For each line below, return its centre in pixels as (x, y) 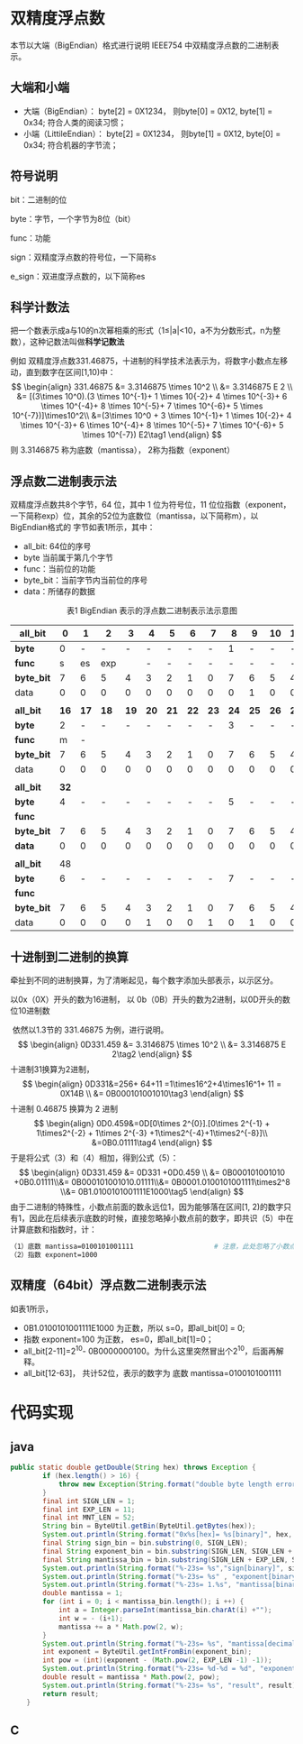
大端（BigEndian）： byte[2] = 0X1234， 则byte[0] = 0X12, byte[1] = (148, 111)
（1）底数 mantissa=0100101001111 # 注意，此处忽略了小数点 (153, 1246)
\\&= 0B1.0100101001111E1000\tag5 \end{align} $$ (152, 1192)
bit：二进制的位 (39, 199)
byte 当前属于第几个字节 (68, 558)
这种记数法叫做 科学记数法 (77, 342)
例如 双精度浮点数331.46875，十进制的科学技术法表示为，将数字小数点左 (145, 361)
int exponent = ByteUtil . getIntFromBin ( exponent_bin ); (147, 1652)
